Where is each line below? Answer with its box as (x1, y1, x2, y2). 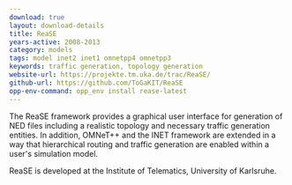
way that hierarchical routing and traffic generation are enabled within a (9, 138, 270, 150)
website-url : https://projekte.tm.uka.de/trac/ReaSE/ (9, 70, 212, 79)
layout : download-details (9, 21, 104, 30)
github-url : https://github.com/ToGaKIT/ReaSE (9, 78, 183, 87)
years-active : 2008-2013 (9, 37, 101, 47)
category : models (9, 46, 73, 55)
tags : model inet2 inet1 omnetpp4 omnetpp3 (9, 54, 172, 63)
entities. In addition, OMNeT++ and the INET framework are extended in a (9, 129, 276, 140)
